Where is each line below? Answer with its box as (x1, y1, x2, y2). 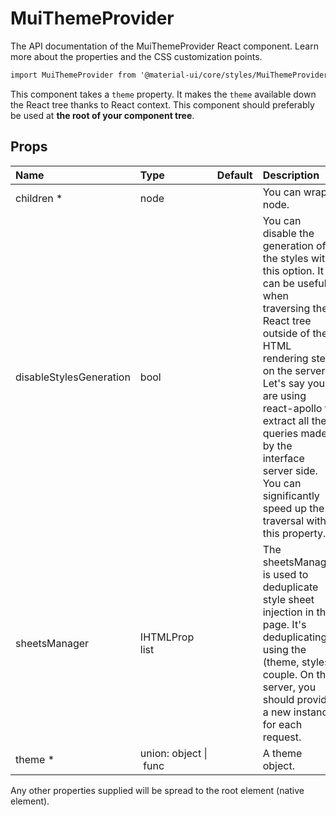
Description (262, 168, 320, 182)
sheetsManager (15, 636, 90, 650)
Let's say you (262, 376, 326, 390)
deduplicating (262, 630, 328, 644)
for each (262, 717, 303, 731)
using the (262, 642, 307, 656)
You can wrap (262, 185, 328, 199)
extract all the (262, 413, 327, 427)
